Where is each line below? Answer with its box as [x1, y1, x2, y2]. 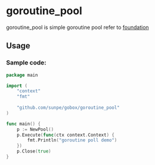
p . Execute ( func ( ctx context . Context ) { [17, 132, 115, 138]
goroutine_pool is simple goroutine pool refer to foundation [6, 24, 149, 31]
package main [6, 72, 38, 78]
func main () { [6, 121, 41, 127]
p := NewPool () [17, 126, 54, 132]
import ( [6, 83, 28, 89]
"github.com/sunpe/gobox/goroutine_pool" [17, 105, 120, 111]
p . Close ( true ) [17, 148, 51, 154]
